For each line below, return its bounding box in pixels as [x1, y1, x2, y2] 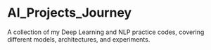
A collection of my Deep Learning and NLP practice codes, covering [7, 28, 205, 36]
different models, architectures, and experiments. [7, 35, 151, 43]
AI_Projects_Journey [7, 5, 132, 21]
